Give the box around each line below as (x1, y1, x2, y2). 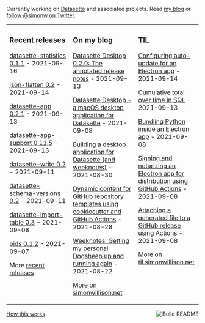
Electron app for (138, 169, 184, 177)
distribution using (138, 177, 188, 185)
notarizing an (138, 161, 176, 170)
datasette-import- (9, 210, 63, 219)
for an (159, 59, 177, 67)
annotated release (73, 67, 125, 75)
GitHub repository (73, 192, 124, 201)
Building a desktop (73, 140, 126, 149)
